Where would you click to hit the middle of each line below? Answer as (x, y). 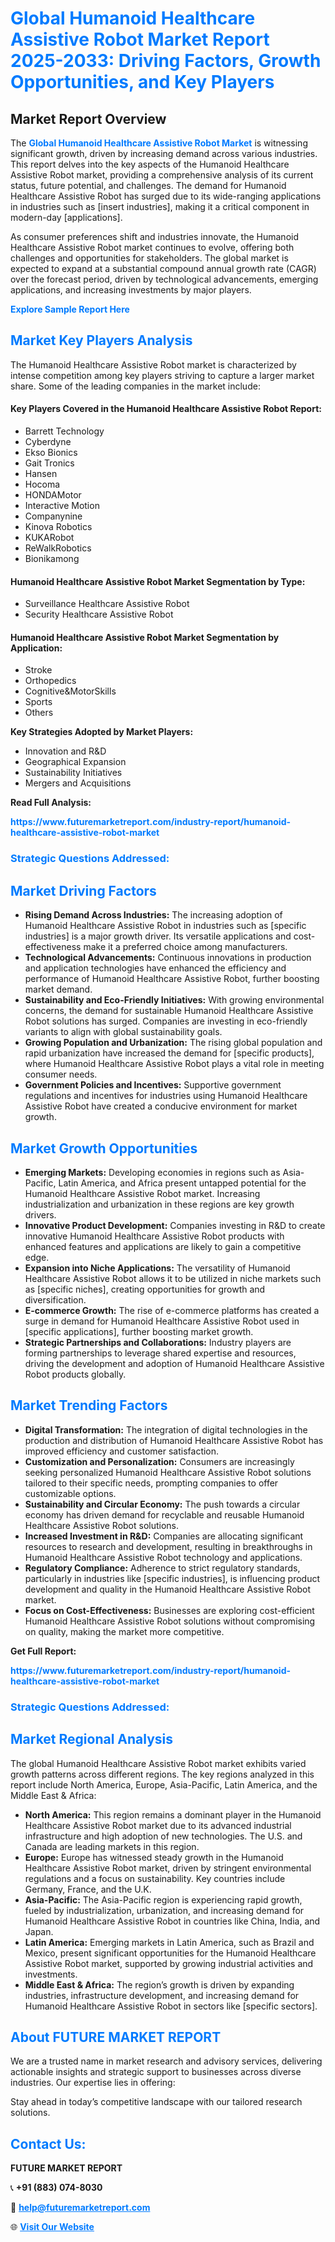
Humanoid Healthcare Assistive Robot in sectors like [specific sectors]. (171, 2006)
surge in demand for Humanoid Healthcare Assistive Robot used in (162, 1321)
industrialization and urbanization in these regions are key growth (159, 1204)
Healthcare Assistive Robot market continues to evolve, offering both (152, 247)
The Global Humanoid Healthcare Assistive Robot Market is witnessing (159, 143)
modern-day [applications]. (66, 217)
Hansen (41, 474)
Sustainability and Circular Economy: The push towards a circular (162, 1504)
